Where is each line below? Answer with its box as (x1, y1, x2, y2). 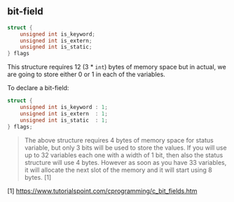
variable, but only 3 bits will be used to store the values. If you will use (24, 143, 227, 152)
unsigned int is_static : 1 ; (20, 117, 109, 124)
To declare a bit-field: (7, 84, 69, 92)
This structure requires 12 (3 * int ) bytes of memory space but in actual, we (7, 63, 226, 71)
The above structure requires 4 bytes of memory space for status (24, 136, 214, 144)
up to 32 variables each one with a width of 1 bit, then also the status (24, 150, 223, 159)
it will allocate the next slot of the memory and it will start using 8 (24, 166, 212, 174)
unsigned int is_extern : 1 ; (20, 110, 109, 117)
